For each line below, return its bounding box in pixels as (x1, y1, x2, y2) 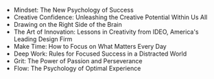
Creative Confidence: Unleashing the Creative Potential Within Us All (13, 13, 208, 21)
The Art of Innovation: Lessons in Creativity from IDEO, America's (13, 27, 199, 36)
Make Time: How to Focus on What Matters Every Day (13, 43, 167, 50)
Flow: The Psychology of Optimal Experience (13, 65, 141, 72)
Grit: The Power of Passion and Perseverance (13, 57, 143, 65)
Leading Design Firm (13, 35, 73, 43)
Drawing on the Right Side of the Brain (13, 21, 122, 28)
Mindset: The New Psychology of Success (13, 6, 134, 14)
